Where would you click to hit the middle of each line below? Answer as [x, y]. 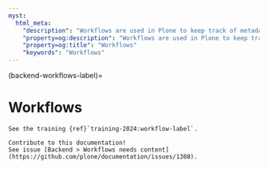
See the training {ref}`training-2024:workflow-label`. [103, 128]
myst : [17, 16]
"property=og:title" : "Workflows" [80, 45]
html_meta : [33, 23]
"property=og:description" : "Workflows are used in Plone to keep [135, 38]
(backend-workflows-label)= [56, 75]
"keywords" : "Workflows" [64, 53]
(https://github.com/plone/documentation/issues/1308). [103, 156]
